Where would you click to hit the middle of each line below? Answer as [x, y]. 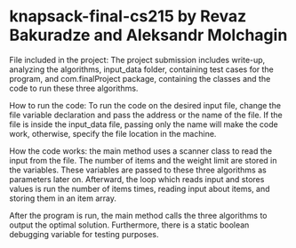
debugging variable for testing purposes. [84, 234]
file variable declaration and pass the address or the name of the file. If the [146, 115]
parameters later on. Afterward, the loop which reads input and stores [137, 179]
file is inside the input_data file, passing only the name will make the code [144, 124]
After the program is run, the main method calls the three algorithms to [138, 215]
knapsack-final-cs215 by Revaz [128, 16]
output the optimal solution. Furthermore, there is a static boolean [129, 225]
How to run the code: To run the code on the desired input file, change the [145, 105]
